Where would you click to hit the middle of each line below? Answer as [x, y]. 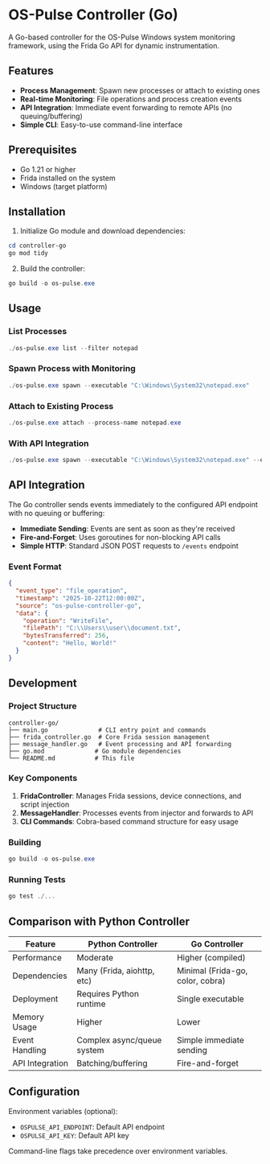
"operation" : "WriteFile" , [68, 621]
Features [31, 71]
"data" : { [32, 613]
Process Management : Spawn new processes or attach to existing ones [140, 90]
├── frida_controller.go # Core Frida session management [109, 737]
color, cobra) [201, 980]
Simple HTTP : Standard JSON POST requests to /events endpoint [129, 546]
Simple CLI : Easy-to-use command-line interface [101, 124]
